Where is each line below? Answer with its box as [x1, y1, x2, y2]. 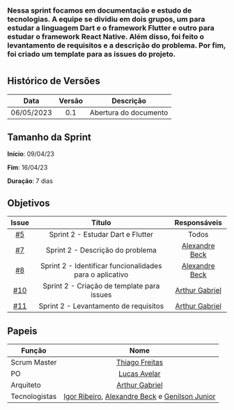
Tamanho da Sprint [7, 131, 92, 143]
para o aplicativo [74, 270, 129, 279]
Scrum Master [10, 357, 57, 367]
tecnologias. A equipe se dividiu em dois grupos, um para [7, 14, 205, 24]
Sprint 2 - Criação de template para [42, 281, 160, 291]
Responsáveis [174, 218, 223, 228]
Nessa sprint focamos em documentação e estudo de [7, 6, 192, 15]
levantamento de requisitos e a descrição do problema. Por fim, [7, 41, 226, 50]
